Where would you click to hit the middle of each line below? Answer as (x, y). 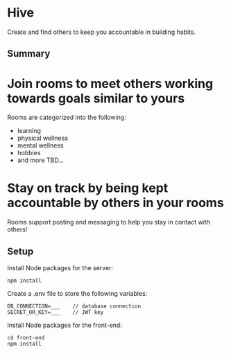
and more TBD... (41, 160)
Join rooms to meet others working (110, 83)
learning (29, 131)
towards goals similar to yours (96, 98)
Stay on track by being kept (88, 188)
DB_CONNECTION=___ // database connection (74, 306)
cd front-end (26, 338)
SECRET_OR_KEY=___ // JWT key (55, 312)
